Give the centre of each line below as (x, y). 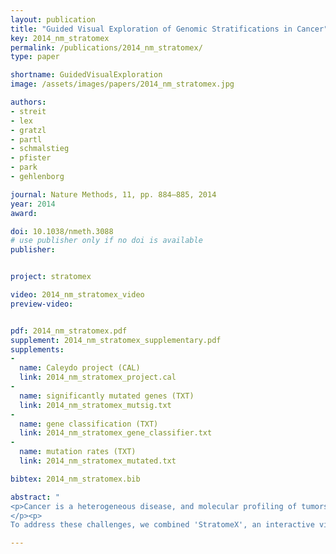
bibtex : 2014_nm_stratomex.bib (75, 479)
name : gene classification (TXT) (89, 424)
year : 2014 (33, 204)
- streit (28, 111)
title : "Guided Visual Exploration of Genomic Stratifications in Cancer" (169, 29)
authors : (28, 102)
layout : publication (53, 19)
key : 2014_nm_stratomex (60, 38)
